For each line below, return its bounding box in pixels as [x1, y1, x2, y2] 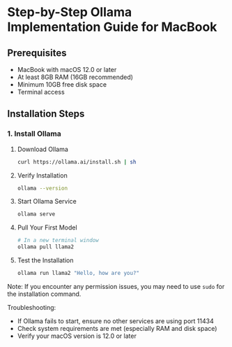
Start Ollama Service [17, 197, 77, 206]
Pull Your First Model [17, 223, 78, 232]
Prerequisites [7, 47, 67, 59]
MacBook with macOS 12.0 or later [17, 66, 117, 73]
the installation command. [7, 290, 82, 298]
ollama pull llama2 [17, 243, 75, 250]
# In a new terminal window [17, 237, 99, 244]
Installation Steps [7, 108, 85, 120]
